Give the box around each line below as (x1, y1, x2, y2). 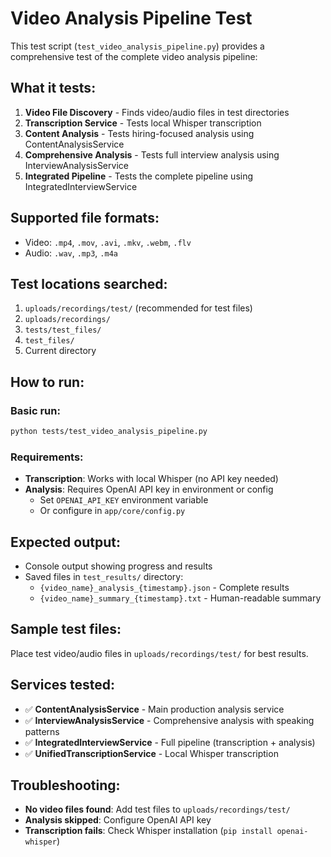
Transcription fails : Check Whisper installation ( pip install (24, 825, 273, 837)
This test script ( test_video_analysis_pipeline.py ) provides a (10, 40, 265, 52)
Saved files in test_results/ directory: (24, 571, 184, 583)
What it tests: (10, 80, 97, 97)
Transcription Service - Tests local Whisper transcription (24, 117, 262, 129)
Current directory (24, 345, 97, 357)
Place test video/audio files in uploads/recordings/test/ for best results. (10, 647, 309, 659)
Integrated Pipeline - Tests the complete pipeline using (24, 170, 254, 182)
